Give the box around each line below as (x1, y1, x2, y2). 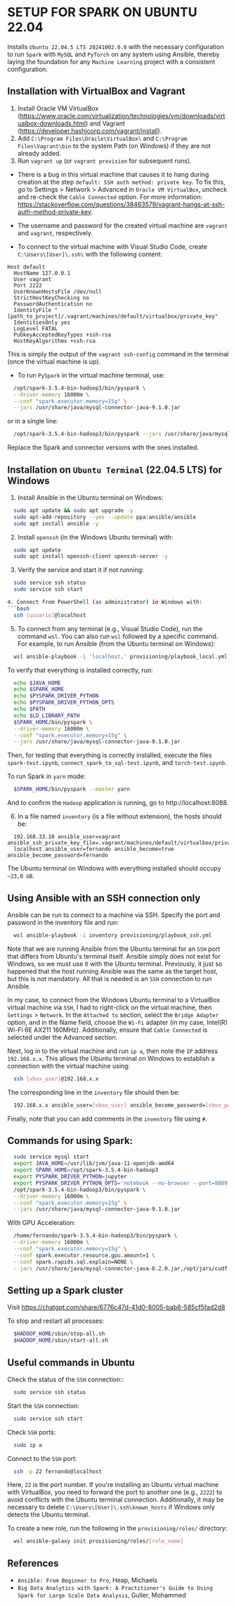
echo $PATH (13, 706, 46, 713)
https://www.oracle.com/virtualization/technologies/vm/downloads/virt (20, 111, 225, 120)
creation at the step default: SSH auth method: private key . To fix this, (17, 178, 226, 186)
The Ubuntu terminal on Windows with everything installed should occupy (7, 864, 221, 873)
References (7, 1557, 59, 1569)
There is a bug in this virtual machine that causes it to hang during (17, 170, 209, 178)
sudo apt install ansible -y (13, 520, 99, 527)
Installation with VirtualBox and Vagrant (7, 85, 186, 97)
